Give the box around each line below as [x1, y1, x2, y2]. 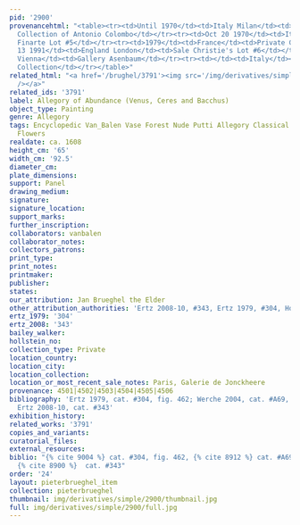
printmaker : [9, 271, 54, 279]
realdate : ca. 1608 [9, 137, 82, 146]
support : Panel [9, 179, 66, 188]
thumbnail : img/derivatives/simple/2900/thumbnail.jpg [9, 495, 218, 504]
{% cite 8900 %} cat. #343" [17, 462, 126, 471]
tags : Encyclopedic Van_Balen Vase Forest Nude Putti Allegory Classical [9, 121, 290, 130]
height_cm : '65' [9, 146, 70, 154]
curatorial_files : [9, 437, 78, 446]
